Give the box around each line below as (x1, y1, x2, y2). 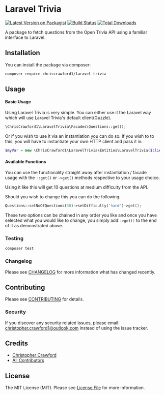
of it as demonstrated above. (5, 223, 63, 229)
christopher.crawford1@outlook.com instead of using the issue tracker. (5, 325, 148, 331)
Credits (5, 339, 28, 348)
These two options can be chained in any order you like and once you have (5, 213, 157, 218)
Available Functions (5, 158, 47, 164)
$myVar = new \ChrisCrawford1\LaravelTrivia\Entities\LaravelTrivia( (5, 148, 151, 153)
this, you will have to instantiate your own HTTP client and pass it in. (5, 139, 143, 145)
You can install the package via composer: (5, 61, 91, 67)
